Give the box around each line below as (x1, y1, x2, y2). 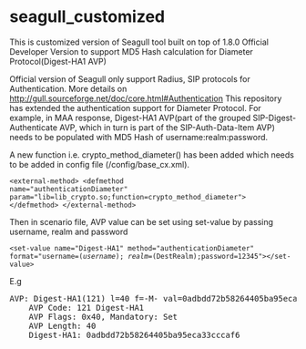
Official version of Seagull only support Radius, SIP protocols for (9, 73, 250, 84)
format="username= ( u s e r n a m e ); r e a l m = (9, 251, 153, 261)
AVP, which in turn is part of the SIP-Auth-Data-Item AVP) (58, 121, 276, 133)
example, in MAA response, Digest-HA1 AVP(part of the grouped (9, 112, 251, 123)
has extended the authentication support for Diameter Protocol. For (9, 102, 261, 113)
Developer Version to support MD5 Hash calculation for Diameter (9, 46, 253, 56)
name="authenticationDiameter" (9, 184, 128, 193)
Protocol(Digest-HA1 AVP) (9, 56, 107, 67)
